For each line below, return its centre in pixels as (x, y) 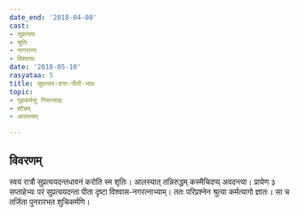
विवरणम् (26, 160)
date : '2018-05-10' (45, 68)
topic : (21, 92)
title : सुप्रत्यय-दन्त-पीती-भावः (52, 84)
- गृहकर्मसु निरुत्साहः (36, 100)
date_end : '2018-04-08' (53, 17)
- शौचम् (20, 108)
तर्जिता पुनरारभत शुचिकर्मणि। (50, 202)
